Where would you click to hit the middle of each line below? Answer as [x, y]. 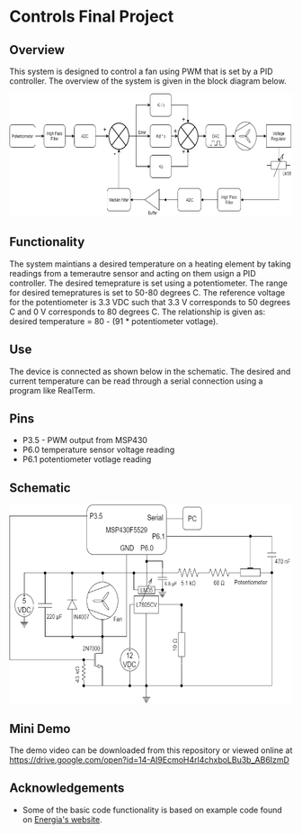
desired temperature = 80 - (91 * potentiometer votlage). [114, 321]
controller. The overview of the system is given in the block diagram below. [148, 81]
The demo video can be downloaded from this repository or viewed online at [151, 750]
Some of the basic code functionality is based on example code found [152, 810]
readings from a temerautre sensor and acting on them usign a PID [133, 273]
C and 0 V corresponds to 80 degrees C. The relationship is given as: [138, 312]
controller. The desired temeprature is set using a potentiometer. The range [148, 283]
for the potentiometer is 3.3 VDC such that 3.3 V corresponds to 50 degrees [150, 302]
